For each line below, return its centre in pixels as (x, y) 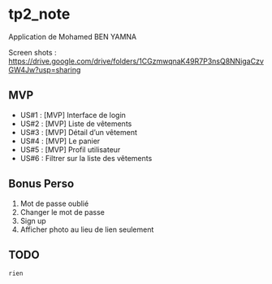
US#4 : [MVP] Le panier (60, 141)
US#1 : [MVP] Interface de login (73, 115)
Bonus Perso (41, 184)
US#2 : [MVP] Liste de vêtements (76, 124)
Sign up (33, 221)
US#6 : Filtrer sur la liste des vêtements (86, 158)
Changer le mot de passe (63, 212)
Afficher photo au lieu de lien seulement (87, 229)
